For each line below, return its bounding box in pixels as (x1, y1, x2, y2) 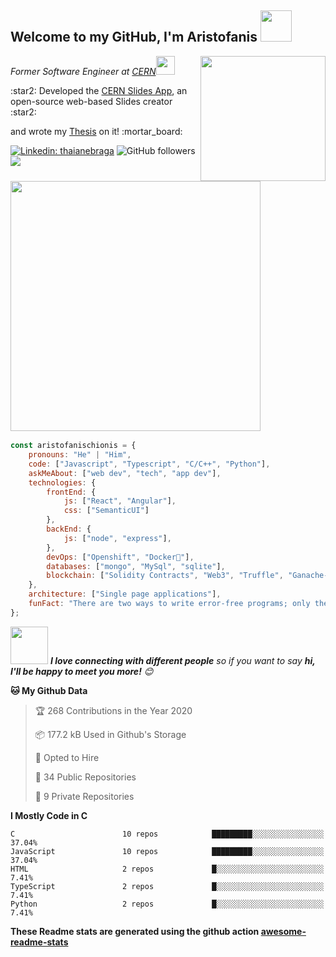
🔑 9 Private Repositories (34, 790, 135, 802)
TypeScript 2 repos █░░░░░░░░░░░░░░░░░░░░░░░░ (10, 881, 325, 891)
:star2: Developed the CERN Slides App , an (10, 84, 188, 96)
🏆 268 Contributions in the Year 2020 (34, 704, 193, 716)
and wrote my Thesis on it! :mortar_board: (10, 125, 183, 137)
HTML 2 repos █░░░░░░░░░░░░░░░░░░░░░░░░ (10, 864, 325, 874)
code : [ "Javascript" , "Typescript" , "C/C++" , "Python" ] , (28, 459, 271, 469)
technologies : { (28, 477, 97, 488)
